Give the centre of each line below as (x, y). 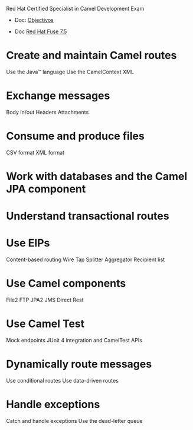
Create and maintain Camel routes (91, 55)
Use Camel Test (45, 324)
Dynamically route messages (79, 364)
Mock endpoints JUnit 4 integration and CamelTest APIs (74, 340)
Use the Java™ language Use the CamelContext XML (70, 72)
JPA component (46, 189)
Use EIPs (28, 243)
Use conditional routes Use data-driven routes (63, 380)
